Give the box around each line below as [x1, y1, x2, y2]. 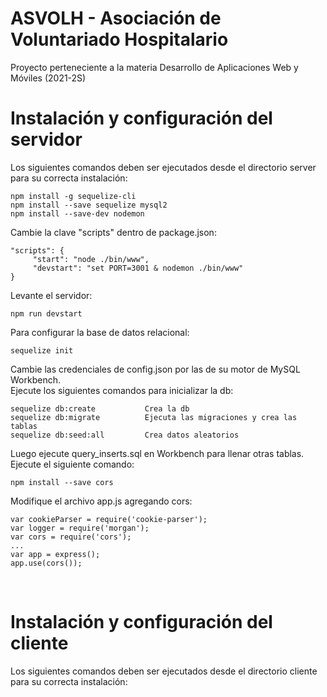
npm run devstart [10, 308, 83, 319]
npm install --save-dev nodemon [10, 208, 145, 219]
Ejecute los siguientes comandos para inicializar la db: [10, 384, 234, 396]
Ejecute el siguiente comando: [10, 458, 135, 470]
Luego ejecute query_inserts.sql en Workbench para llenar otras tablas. [10, 447, 305, 459]
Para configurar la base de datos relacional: [10, 326, 190, 338]
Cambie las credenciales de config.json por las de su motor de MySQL [10, 363, 301, 375]
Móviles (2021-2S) [10, 72, 87, 84]
